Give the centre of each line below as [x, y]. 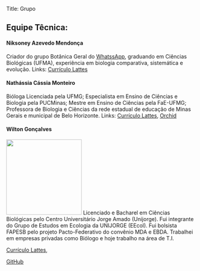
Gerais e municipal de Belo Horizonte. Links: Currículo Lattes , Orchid [91, 115]
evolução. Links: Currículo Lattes [47, 69]
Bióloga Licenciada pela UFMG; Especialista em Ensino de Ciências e [92, 96]
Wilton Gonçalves [29, 129]
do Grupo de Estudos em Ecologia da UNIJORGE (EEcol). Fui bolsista [92, 226]
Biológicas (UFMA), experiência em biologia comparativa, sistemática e [95, 63]
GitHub [15, 262]
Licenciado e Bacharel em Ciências [127, 213]
